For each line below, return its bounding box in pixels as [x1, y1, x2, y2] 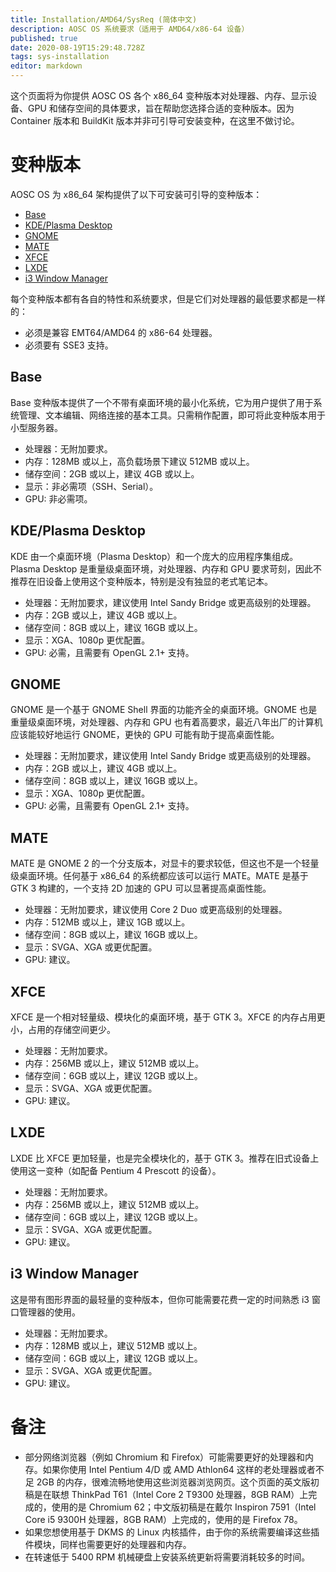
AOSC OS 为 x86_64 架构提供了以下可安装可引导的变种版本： [10, 188, 263, 200]
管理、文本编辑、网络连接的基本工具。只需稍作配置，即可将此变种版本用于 [18, 409, 326, 421]
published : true [10, 33, 78, 43]
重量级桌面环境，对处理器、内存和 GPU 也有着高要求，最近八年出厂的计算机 [10, 716, 323, 728]
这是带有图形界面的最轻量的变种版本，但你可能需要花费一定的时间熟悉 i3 [10, 1293, 310, 1305]
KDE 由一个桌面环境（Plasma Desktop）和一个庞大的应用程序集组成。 [10, 550, 299, 562]
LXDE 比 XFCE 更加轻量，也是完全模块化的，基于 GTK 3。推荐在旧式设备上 [10, 1152, 320, 1164]
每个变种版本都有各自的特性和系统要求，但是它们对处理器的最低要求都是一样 [10, 292, 326, 305]
